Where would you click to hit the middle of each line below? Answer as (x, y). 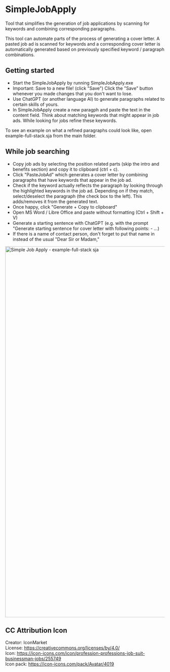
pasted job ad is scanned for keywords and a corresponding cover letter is (83, 44)
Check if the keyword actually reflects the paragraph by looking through (88, 185)
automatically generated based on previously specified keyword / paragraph (85, 49)
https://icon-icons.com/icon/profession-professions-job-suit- (81, 653)
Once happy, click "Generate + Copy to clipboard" (65, 207)
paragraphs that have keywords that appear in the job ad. (72, 180)
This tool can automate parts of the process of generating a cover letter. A (82, 38)
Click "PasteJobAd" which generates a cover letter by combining (80, 174)
